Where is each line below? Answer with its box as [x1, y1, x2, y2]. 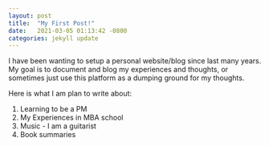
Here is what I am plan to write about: [8, 89, 132, 99]
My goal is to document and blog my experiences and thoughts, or [8, 65, 229, 75]
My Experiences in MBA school [19, 113, 124, 123]
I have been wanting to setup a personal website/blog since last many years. [8, 56, 262, 66]
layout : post [8, 11, 52, 20]
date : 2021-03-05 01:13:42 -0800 [8, 26, 128, 34]
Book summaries [19, 130, 76, 140]
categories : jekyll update [8, 34, 99, 43]
